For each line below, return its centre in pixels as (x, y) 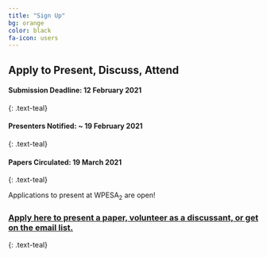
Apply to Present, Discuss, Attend (94, 70)
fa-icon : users (33, 38)
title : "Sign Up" (37, 16)
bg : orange (26, 23)
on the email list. (41, 228)
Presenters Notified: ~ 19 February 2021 (75, 126)
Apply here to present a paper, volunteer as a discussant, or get (133, 217)
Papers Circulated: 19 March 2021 (65, 162)
